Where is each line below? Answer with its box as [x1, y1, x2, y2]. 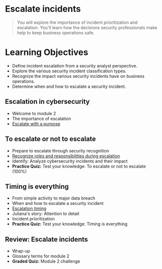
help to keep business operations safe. [16, 30, 95, 35]
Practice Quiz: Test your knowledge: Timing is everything [12, 221, 128, 227]
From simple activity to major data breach [12, 195, 96, 201]
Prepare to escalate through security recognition [12, 148, 109, 153]
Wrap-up [12, 248, 31, 254]
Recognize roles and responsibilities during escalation [12, 153, 120, 159]
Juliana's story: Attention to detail [12, 211, 80, 217]
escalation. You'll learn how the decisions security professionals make [16, 24, 158, 30]
